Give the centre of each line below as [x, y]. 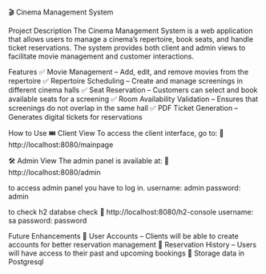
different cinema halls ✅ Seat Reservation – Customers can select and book [133, 90]
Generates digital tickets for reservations [75, 117]
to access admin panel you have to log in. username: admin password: [125, 188]
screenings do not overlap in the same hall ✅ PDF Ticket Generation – [123, 108]
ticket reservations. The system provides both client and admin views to [127, 48]
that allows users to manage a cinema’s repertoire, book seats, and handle [131, 39]
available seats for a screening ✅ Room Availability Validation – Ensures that [133, 99]
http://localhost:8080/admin [55, 172]
